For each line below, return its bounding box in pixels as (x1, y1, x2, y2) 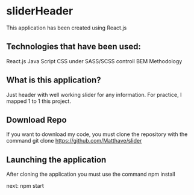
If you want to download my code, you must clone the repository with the (6, 131, 188, 138)
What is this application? (6, 75, 101, 85)
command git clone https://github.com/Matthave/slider (6, 137, 142, 144)
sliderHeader (6, 4, 74, 18)
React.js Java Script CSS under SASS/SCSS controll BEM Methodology (6, 57, 183, 64)
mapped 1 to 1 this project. (6, 97, 71, 105)
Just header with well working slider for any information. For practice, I (6, 91, 182, 98)
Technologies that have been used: (6, 42, 142, 52)
